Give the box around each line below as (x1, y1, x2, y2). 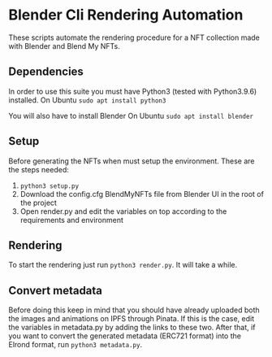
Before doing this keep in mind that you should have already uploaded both (8, 305, 260, 315)
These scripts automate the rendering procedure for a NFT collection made (8, 33, 260, 42)
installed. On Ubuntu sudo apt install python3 (8, 95, 166, 105)
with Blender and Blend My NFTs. (8, 41, 120, 50)
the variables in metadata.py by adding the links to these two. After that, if (8, 323, 256, 333)
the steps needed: (8, 164, 69, 174)
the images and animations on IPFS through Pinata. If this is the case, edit (8, 314, 254, 324)
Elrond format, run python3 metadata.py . (8, 340, 143, 350)
